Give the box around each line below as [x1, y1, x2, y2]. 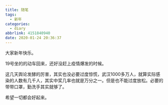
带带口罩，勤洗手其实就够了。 [5, 83, 67, 89]
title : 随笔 [5, 7, 29, 13]
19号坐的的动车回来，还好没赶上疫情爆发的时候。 [5, 60, 107, 66]
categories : [5, 21, 30, 27]
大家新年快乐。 [5, 50, 36, 56]
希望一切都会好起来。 [5, 94, 49, 100]
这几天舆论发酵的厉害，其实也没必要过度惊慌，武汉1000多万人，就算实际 [5, 71, 156, 77]
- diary [10, 26, 26, 31]
